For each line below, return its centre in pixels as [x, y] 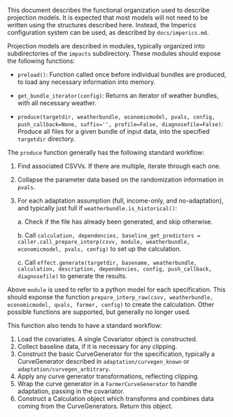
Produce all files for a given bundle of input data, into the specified [113, 131]
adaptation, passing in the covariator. [71, 391]
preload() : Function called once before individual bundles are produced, [122, 74]
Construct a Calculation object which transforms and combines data [116, 398]
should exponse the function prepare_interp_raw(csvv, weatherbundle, [110, 297]
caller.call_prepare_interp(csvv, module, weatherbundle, [104, 242]
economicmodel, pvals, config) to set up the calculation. [99, 249]
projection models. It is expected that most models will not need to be [108, 18]
